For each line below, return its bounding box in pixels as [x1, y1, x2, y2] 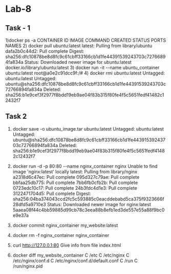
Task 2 [5, 112, 27, 121]
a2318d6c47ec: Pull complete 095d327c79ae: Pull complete [12, 174, 140, 180]
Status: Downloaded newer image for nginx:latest [47, 201, 151, 207]
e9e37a [12, 212, 29, 218]
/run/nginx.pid [12, 263, 43, 269]
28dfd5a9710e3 [12, 201, 46, 207]
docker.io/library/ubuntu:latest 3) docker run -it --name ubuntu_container [5, 65, 160, 70]
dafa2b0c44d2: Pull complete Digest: [5, 48, 84, 54]
